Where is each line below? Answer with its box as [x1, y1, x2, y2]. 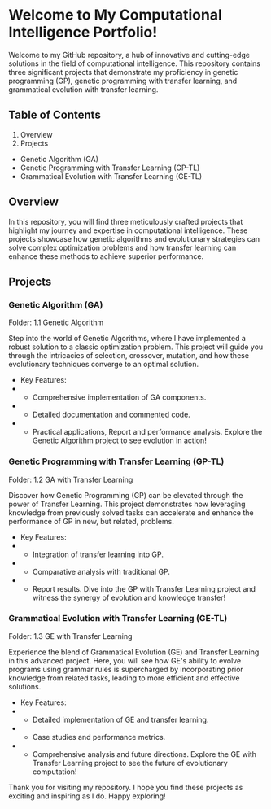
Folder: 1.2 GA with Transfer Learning [8, 474, 133, 484]
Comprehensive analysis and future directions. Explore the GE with [32, 749, 257, 759]
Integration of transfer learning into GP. [32, 549, 164, 559]
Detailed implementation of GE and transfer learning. [32, 715, 209, 724]
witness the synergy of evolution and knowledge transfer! [32, 593, 226, 602]
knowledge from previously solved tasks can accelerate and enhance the [8, 507, 254, 518]
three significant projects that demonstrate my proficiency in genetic [8, 67, 238, 77]
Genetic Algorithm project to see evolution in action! [32, 435, 208, 445]
